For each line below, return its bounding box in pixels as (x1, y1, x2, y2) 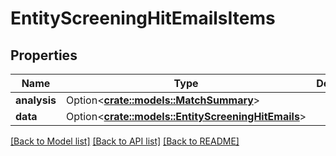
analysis (15, 93, 57, 107)
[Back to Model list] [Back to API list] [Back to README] (10, 135, 240, 147)
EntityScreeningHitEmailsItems (10, 7, 276, 30)
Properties (10, 47, 78, 64)
